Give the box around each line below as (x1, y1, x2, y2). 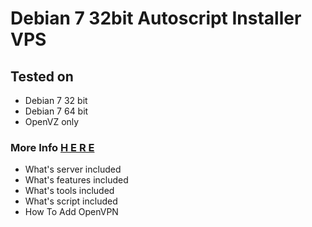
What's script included (24, 195, 118, 207)
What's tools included (24, 185, 115, 197)
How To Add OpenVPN (24, 206, 119, 218)
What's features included (24, 174, 129, 186)
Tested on (10, 68, 74, 85)
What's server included (24, 163, 122, 176)
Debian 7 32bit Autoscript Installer (10, 7, 302, 30)
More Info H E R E (10, 140, 95, 154)
